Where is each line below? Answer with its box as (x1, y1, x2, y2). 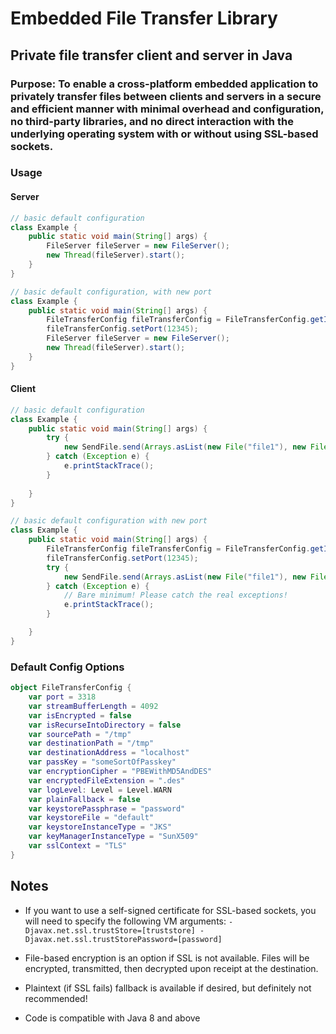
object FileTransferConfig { (10, 683, 132, 693)
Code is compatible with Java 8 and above (24, 1012, 201, 1024)
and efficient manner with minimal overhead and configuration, (10, 102, 325, 116)
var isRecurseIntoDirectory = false (28, 720, 182, 730)
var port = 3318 (28, 692, 97, 702)
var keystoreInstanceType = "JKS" (28, 822, 172, 832)
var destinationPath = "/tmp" (28, 738, 155, 749)
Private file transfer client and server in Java (10, 47, 293, 64)
